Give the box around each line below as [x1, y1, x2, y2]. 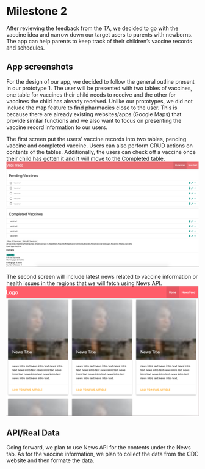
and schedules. [6, 44, 45, 51]
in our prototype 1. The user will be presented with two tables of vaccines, [6, 84, 193, 92]
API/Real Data [6, 427, 60, 438]
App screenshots [6, 62, 73, 72]
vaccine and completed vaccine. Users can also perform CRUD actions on [6, 142, 193, 149]
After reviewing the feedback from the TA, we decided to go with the [6, 24, 179, 32]
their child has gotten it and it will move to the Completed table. [6, 155, 165, 162]
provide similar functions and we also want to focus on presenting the [6, 117, 182, 124]
